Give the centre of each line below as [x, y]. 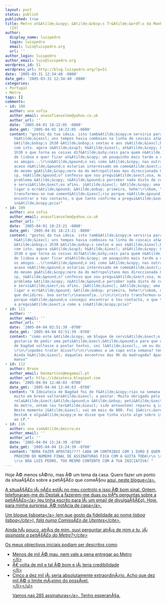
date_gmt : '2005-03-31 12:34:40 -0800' [46, 79]
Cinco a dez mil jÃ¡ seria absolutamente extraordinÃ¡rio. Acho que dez [84, 575]
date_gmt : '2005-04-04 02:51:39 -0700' [51, 332]
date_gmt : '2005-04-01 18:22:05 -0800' [51, 129]
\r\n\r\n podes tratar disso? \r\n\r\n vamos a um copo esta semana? [84, 350]
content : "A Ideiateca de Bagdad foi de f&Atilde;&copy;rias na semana [85, 392]
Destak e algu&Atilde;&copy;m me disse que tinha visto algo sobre [85, 415]
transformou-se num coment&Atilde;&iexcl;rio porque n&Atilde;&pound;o [89, 194]
